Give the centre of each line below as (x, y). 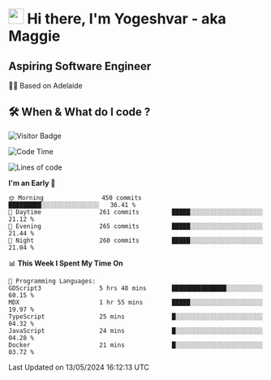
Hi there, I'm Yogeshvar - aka (127, 19)
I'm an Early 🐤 (32, 183)
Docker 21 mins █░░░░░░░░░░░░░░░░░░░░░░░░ (136, 345)
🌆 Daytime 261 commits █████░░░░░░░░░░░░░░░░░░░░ (136, 212)
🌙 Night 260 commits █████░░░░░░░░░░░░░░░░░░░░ (136, 240)
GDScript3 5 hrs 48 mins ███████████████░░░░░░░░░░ (136, 288)
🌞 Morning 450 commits (75, 198)
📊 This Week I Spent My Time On (66, 263)
